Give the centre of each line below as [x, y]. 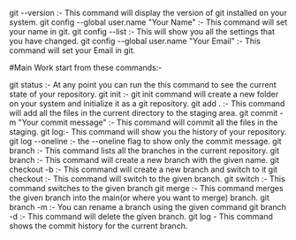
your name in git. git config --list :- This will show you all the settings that [142, 31]
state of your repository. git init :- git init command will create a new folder [144, 94]
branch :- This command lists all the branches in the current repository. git [144, 151]
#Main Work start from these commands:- [86, 67]
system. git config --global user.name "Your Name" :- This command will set [148, 22]
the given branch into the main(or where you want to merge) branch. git [139, 197]
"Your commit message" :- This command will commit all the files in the [148, 122]
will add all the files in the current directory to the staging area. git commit [144, 113]
